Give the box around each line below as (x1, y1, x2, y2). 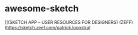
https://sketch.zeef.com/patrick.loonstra (6, 24, 89, 30)
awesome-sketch (4, 3, 79, 14)
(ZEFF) (119, 19, 133, 25)
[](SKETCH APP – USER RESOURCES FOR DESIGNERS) (4, 19, 118, 25)
